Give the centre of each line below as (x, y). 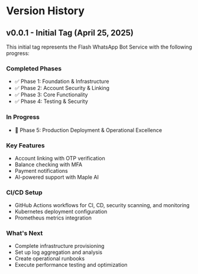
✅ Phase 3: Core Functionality (51, 95)
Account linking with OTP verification (60, 158)
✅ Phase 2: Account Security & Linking (62, 88)
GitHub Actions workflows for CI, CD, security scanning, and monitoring (102, 205)
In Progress (23, 117)
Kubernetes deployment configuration (61, 212)
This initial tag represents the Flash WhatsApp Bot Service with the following (99, 47)
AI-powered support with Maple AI (57, 177)
